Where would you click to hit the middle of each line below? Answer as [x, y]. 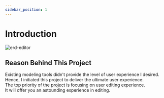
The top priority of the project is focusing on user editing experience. [75, 85]
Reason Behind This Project [48, 62]
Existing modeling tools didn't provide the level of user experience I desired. [82, 74]
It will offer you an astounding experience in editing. [58, 90]
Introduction [31, 34]
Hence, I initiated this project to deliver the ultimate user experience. [74, 80]
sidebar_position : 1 [26, 10]
